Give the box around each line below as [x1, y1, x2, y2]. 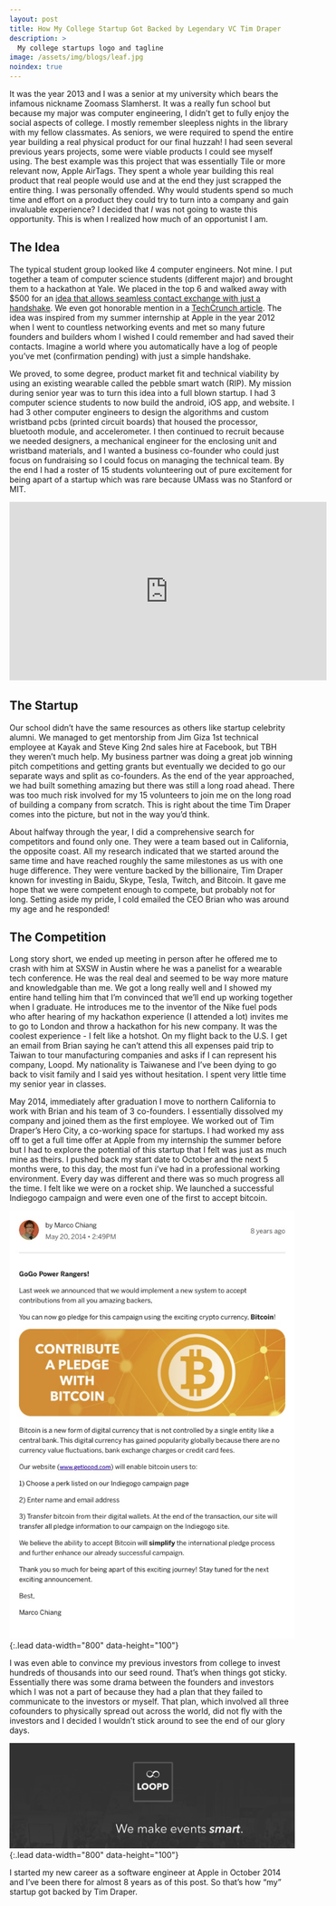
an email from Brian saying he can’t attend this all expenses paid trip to [9, 1040, 274, 1051]
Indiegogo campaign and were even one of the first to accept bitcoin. [9, 1193, 268, 1204]
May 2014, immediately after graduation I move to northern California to [9, 1097, 276, 1108]
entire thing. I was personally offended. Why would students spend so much [9, 185, 293, 195]
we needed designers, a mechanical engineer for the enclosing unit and [9, 435, 278, 446]
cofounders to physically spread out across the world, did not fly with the [9, 1706, 283, 1717]
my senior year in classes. [9, 1079, 107, 1089]
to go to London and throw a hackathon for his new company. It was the [9, 1021, 278, 1032]
